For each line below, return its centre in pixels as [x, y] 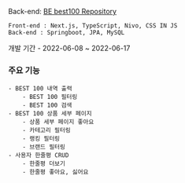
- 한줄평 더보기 [44, 164]
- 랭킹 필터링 [41, 139]
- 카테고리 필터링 [46, 130]
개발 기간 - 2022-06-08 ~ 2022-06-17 [69, 48]
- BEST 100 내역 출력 [40, 89]
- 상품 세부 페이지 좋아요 [58, 122]
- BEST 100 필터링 [50, 97]
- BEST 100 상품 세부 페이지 [50, 114]
